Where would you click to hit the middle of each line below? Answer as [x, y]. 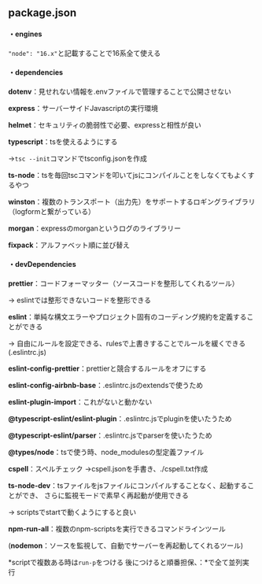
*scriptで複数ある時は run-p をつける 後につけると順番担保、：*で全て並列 [125, 562]
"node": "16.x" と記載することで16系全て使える [85, 53]
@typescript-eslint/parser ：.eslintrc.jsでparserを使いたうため [110, 435]
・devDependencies [42, 264]
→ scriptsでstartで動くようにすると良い [72, 512]
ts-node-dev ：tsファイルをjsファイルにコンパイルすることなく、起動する [128, 486]
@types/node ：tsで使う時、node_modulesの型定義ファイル [106, 452]
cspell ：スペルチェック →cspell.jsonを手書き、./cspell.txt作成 [108, 469]
